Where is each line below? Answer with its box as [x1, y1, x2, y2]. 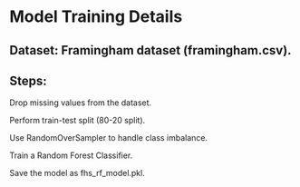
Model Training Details [9, 6, 183, 27]
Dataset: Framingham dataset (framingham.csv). [9, 43, 292, 58]
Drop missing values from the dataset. [9, 97, 152, 108]
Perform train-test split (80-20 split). [9, 115, 146, 126]
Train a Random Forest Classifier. [9, 150, 133, 161]
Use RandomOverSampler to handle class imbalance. [9, 133, 208, 143]
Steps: [9, 73, 47, 88]
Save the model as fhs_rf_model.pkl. [9, 168, 145, 179]
